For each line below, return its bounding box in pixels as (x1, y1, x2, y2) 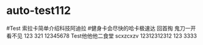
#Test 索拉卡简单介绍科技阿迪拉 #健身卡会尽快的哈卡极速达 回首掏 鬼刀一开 (6, 24, 196, 32)
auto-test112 (6, 4, 72, 18)
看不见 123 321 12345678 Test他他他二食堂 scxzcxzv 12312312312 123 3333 (6, 32, 197, 40)
